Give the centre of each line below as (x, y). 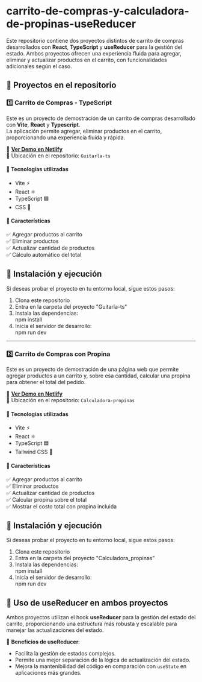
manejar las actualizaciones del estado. (55, 630)
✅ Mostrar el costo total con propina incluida (62, 506)
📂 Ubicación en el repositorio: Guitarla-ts (59, 156)
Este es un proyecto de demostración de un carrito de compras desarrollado (101, 118)
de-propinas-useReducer (71, 24)
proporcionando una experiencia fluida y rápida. (66, 137)
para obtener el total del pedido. (46, 382)
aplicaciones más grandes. (48, 673)
